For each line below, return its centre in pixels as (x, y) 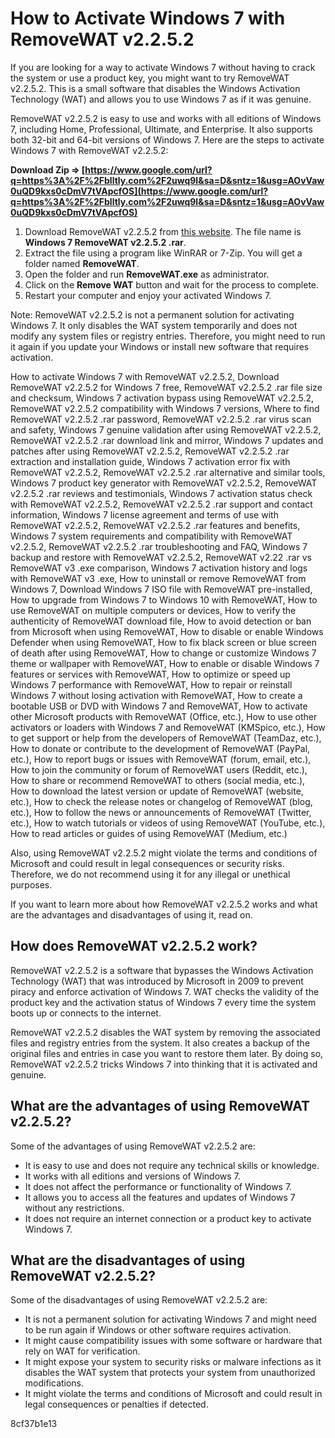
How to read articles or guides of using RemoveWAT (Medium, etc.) (149, 833)
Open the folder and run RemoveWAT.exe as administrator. (147, 274)
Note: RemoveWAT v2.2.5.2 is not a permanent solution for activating (152, 314)
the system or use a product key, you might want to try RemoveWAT (150, 78)
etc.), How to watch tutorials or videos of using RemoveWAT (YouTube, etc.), (168, 823)
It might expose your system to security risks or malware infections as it (173, 1362)
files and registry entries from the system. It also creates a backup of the (160, 1043)
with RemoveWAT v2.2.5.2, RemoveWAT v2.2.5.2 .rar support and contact (161, 504)
